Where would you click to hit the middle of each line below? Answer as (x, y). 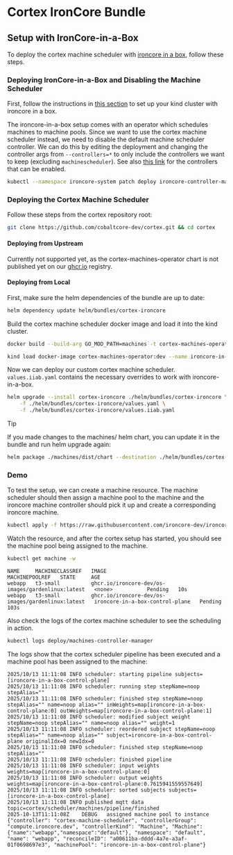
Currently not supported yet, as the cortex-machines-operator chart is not (113, 259)
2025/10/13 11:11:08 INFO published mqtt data (76, 802)
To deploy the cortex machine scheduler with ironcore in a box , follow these (115, 54)
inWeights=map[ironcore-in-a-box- (156, 705)
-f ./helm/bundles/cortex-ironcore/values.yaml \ (93, 404)
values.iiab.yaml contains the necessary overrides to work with (99, 377)
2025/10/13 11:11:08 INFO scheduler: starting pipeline (89, 674)
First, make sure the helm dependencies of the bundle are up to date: (106, 297)
